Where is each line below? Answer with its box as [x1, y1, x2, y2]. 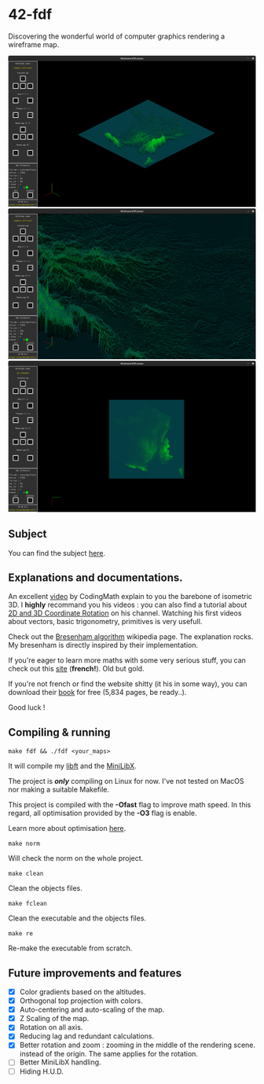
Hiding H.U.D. [19, 1067, 64, 1076]
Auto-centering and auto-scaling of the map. [19, 1005, 165, 1015]
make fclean [8, 900, 47, 908]
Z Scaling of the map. [19, 1014, 90, 1023]
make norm [8, 840, 41, 848]
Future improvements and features [8, 966, 182, 979]
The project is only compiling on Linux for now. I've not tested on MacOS [8, 777, 245, 786]
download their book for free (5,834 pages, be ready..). [8, 688, 187, 697]
